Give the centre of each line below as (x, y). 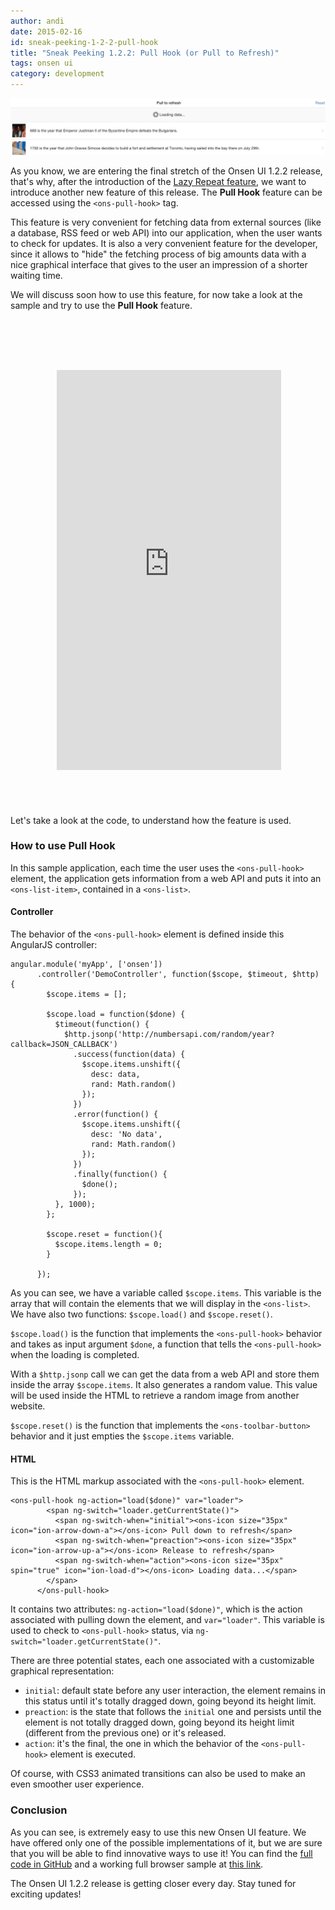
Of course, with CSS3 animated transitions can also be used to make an (158, 1774)
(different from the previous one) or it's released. (125, 1733)
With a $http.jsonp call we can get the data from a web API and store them (165, 1374)
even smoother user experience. (77, 1784)
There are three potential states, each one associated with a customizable (162, 1661)
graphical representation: (62, 1671)
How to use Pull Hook (63, 846)
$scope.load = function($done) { (116, 1015)
